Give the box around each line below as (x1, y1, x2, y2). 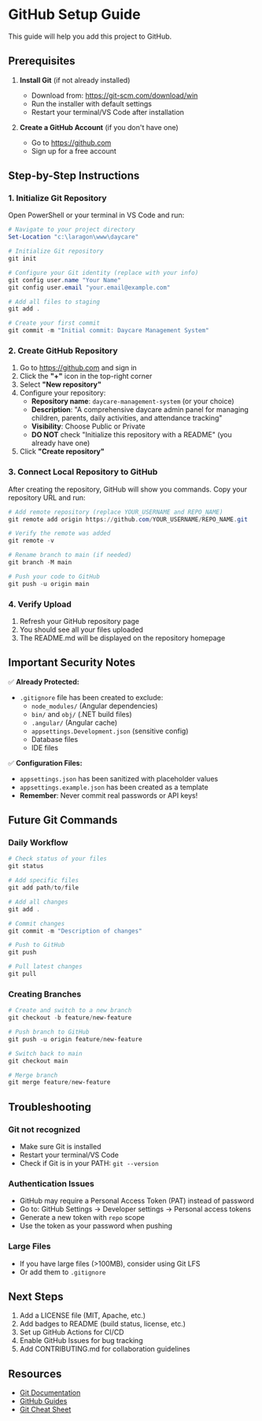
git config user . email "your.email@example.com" (8, 284, 171, 291)
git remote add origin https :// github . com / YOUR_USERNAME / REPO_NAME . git (8, 515, 248, 523)
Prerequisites (8, 54, 76, 68)
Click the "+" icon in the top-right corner (19, 372, 153, 381)
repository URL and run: (8, 492, 86, 502)
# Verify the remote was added (8, 529, 111, 537)
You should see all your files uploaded (19, 625, 144, 634)
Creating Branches (8, 989, 82, 1000)
